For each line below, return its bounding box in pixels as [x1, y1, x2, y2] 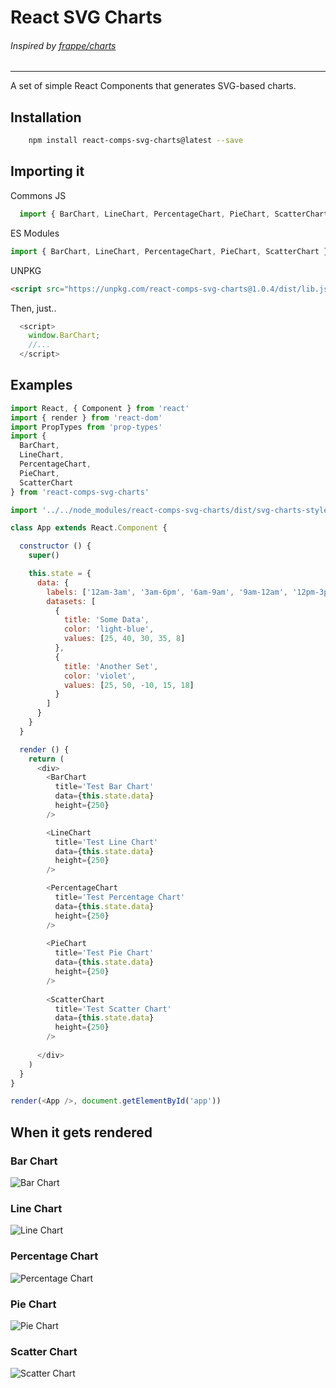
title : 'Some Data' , [63, 615, 150, 625]
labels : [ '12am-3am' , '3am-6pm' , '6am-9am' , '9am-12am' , [46, 587, 288, 597]
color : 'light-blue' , [63, 624, 155, 635]
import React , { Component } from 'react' [10, 403, 190, 413]
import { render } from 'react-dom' [10, 412, 163, 423]
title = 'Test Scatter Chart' [54, 1004, 172, 1014]
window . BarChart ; [28, 331, 101, 341]
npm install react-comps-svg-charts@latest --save [28, 136, 244, 146]
